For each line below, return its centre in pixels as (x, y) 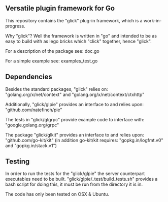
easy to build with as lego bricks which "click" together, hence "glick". (79, 41)
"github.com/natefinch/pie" (34, 110)
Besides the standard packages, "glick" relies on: (57, 89)
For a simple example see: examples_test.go (52, 61)
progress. (15, 26)
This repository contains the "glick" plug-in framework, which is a (74, 20)
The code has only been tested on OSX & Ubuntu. (57, 194)
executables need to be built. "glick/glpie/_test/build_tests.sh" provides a (81, 179)
